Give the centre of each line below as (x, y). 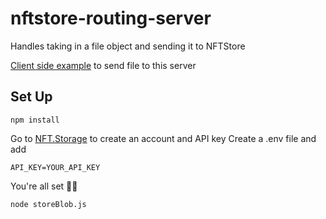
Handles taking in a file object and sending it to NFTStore (128, 46)
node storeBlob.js (48, 204)
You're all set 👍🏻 (44, 186)
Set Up (31, 97)
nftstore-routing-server (111, 18)
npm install (35, 120)
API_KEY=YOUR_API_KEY (55, 167)
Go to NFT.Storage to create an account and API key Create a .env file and (163, 138)
